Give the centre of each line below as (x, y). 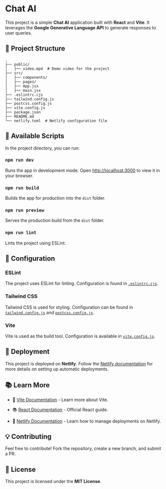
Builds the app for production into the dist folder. (55, 198)
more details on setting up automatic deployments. (57, 369)
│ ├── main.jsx (23, 90)
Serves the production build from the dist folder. (55, 220)
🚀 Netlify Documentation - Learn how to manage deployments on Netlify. (86, 421)
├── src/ (14, 73)
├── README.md (20, 116)
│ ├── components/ (27, 77)
